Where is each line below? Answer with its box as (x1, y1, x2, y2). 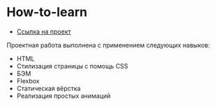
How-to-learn (6, 4, 88, 20)
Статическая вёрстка (16, 84, 81, 92)
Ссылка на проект (16, 27, 71, 36)
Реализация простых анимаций (16, 92, 111, 100)
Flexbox (16, 76, 40, 85)
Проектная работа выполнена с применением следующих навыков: (6, 41, 211, 49)
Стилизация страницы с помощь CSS (16, 62, 128, 70)
